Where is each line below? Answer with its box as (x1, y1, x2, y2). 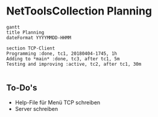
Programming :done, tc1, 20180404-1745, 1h (6, 50, 118, 57)
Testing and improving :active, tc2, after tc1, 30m (6, 61, 142, 67)
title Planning (6, 29, 45, 36)
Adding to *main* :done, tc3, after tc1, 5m (6, 55, 120, 62)
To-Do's (6, 83, 37, 93)
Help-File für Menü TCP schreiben (14, 98, 101, 106)
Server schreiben (14, 105, 58, 112)
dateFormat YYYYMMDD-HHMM (6, 34, 71, 40)
